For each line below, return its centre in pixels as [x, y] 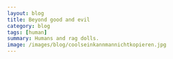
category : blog [29, 26]
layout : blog [26, 13]
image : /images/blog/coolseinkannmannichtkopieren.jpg [87, 45]
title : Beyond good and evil [49, 20]
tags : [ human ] [27, 32]
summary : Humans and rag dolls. [53, 39]
